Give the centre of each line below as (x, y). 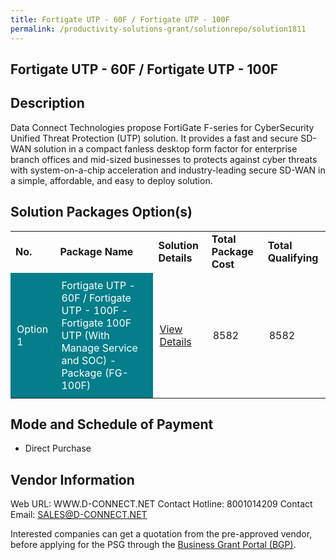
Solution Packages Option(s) (101, 212)
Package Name (96, 251)
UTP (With (85, 335)
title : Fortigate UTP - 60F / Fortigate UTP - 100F (120, 19)
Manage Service (99, 348)
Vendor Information (72, 479)
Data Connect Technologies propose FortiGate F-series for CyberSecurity (162, 127)
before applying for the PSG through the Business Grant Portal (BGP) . (153, 545)
